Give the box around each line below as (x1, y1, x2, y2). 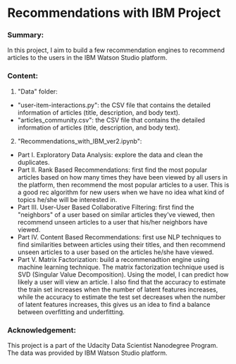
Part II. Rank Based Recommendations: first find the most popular (17, 165, 208, 174)
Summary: (7, 30, 44, 40)
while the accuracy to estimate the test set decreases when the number (17, 292, 226, 301)
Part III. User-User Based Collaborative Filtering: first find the (17, 203, 194, 211)
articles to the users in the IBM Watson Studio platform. (7, 54, 168, 62)
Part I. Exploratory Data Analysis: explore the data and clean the (17, 150, 203, 159)
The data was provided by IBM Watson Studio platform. (7, 349, 168, 357)
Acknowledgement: (7, 325, 76, 335)
